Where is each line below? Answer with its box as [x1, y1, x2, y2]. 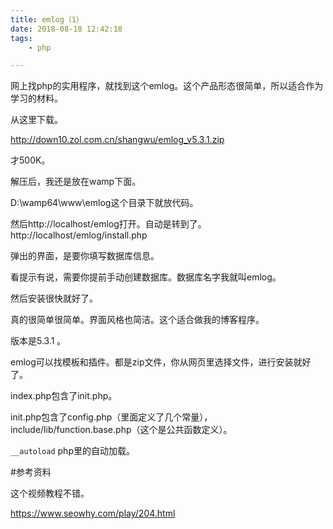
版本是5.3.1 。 [10, 335, 67, 347]
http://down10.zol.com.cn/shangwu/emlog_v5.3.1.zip [10, 134, 225, 146]
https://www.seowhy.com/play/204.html [10, 507, 176, 520]
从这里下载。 [10, 114, 63, 126]
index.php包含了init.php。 [10, 390, 118, 402]
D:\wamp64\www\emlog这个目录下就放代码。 [10, 197, 199, 209]
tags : [10, 33, 33, 43]
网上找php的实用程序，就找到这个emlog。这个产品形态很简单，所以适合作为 [10, 80, 324, 92]
